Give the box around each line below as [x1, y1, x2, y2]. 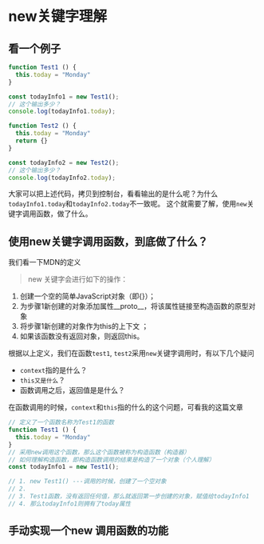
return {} [15, 137, 48, 145]
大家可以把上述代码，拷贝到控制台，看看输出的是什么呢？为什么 [8, 189, 218, 198]
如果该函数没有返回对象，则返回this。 [19, 331, 144, 341]
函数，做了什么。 [35, 209, 93, 218]
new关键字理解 [8, 7, 108, 26]
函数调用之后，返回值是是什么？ [19, 386, 125, 395]
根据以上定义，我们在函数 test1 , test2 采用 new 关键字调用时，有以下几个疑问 [8, 349, 255, 358]
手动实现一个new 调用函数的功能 [8, 524, 169, 538]
